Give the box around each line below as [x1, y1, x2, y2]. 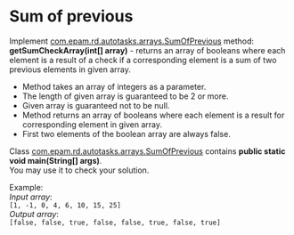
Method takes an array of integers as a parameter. [21, 81, 207, 92]
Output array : [9, 208, 60, 219]
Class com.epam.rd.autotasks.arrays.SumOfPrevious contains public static [9, 145, 286, 157]
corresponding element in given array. [21, 118, 163, 130]
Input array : [9, 191, 53, 202]
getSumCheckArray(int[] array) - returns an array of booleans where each [9, 45, 286, 55]
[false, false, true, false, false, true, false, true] [9, 218, 221, 227]
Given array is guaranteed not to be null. [21, 100, 170, 110]
